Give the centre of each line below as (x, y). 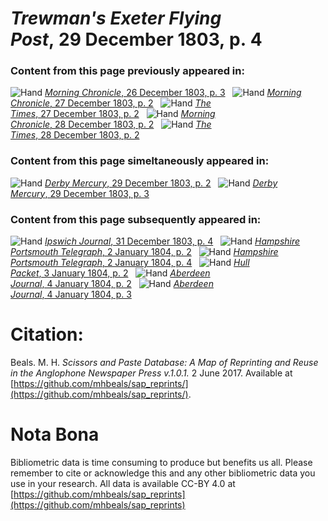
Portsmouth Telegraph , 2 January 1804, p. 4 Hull (130, 263)
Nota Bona (55, 434)
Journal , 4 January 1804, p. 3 (71, 294)
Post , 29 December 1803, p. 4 (136, 39)
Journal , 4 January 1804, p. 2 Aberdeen (112, 284)
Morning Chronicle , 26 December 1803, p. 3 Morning (173, 93)
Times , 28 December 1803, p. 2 (75, 135)
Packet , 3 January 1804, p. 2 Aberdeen (110, 273)
